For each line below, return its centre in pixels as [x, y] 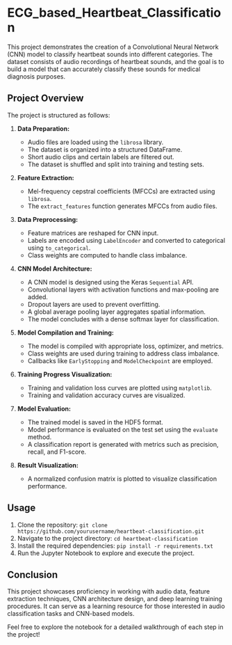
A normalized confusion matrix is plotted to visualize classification [122, 479]
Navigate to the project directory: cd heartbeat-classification [107, 538]
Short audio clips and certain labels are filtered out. [101, 157]
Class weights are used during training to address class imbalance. [124, 353]
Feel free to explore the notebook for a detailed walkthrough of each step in [115, 627]
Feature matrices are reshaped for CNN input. [93, 233]
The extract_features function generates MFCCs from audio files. [122, 206]
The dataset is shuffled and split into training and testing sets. [116, 164]
